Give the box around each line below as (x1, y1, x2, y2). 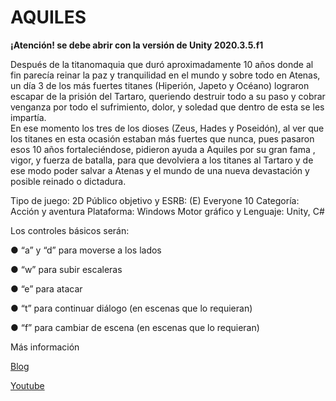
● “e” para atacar (10, 282, 83, 295)
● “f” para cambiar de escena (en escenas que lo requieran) (10, 321, 260, 333)
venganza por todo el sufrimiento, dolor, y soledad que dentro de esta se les (10, 101, 325, 113)
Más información (10, 341, 80, 353)
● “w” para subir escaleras (10, 263, 123, 275)
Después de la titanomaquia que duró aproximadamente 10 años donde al (10, 58, 314, 70)
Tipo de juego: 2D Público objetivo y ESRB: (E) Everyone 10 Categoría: (10, 194, 300, 206)
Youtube (10, 379, 45, 391)
